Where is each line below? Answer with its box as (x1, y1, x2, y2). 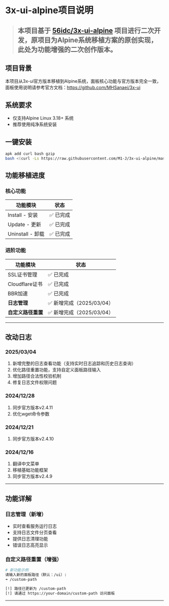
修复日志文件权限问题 (12, 379, 57, 385)
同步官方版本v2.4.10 (12, 436, 54, 442)
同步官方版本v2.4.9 (12, 473, 53, 479)
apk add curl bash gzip (5, 151, 55, 156)
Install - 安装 (8, 211, 38, 218)
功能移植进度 (5, 171, 45, 180)
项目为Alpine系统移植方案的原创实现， (37, 36, 157, 44)
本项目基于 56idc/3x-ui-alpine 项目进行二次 (17, 26, 154, 35)
